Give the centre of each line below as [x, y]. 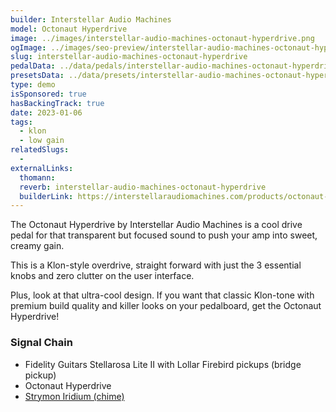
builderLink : [46, 196]
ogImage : [28, 47]
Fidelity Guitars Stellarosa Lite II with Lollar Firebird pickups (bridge [163, 364]
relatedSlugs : [40, 150]
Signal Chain [41, 343]
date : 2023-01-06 [46, 112]
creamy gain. [37, 246]
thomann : [37, 177]
